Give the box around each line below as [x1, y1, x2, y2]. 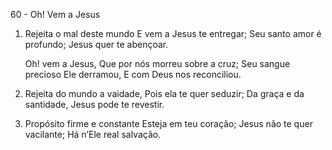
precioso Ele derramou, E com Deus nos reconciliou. [24, 69, 242, 80]
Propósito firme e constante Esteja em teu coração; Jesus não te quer [24, 118, 313, 129]
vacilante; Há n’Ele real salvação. [24, 129, 162, 140]
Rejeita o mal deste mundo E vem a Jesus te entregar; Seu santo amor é [24, 28, 322, 39]
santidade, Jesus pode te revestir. [24, 99, 165, 110]
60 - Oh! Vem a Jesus [10, 9, 101, 20]
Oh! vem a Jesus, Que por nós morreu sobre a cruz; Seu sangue [24, 58, 291, 69]
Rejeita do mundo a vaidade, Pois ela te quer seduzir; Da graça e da [24, 88, 305, 99]
